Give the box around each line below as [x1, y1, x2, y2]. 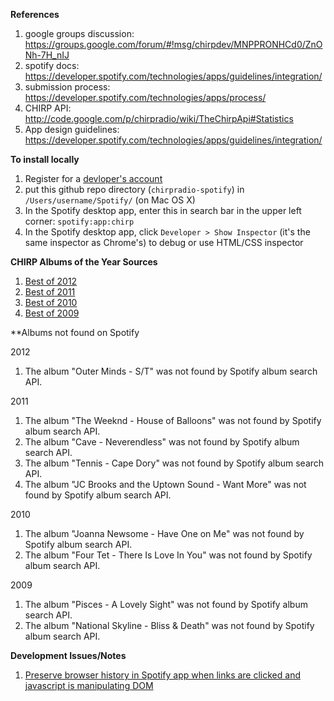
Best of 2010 [24, 297, 78, 308]
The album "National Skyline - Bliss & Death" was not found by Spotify [24, 620, 315, 631]
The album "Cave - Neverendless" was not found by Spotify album [24, 436, 300, 448]
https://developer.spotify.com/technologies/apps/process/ [24, 92, 267, 103]
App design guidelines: [24, 124, 120, 135]
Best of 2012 [24, 275, 78, 287]
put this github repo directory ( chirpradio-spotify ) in [24, 184, 245, 195]
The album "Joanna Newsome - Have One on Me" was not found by [24, 528, 305, 539]
